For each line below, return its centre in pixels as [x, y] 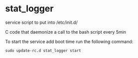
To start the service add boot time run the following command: [69, 41]
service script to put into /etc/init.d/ [42, 22]
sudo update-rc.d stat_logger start [43, 51]
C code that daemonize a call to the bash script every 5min [66, 32]
